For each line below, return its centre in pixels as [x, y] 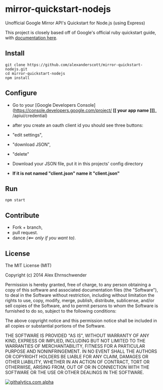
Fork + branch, [27, 227]
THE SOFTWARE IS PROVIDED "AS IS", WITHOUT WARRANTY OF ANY [77, 335]
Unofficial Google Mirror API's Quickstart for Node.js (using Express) [75, 23]
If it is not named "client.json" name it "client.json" [66, 173]
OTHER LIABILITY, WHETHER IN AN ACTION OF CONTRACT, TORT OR [77, 362]
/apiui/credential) [30, 116]
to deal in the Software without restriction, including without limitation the [80, 295]
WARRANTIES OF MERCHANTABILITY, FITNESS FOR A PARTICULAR [75, 346]
